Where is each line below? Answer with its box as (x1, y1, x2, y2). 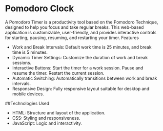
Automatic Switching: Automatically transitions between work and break (12, 75, 157, 81)
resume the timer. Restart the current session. (12, 70, 104, 76)
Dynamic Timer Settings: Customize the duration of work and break (12, 54, 148, 60)
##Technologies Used (5, 100, 50, 106)
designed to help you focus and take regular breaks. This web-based (5, 24, 144, 30)
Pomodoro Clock (5, 3, 74, 14)
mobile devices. (12, 91, 44, 97)
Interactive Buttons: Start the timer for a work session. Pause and (12, 65, 143, 71)
